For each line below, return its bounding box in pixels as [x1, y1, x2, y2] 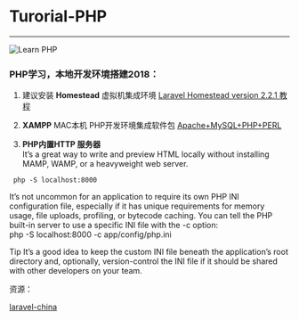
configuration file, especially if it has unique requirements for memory [9, 201, 265, 211]
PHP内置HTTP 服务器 [21, 139, 101, 150]
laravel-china [9, 301, 58, 313]
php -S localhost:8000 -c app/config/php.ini [9, 229, 172, 240]
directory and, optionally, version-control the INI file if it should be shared [9, 256, 279, 267]
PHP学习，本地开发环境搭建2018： [9, 68, 159, 80]
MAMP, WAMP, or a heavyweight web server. [21, 159, 189, 169]
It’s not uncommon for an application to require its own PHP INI [9, 192, 240, 202]
